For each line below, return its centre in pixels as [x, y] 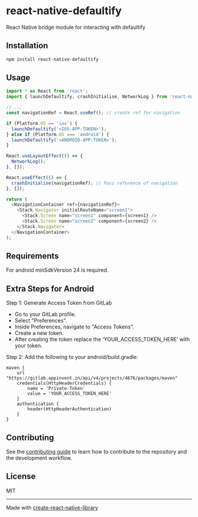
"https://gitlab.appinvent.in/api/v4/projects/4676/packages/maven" [92, 378]
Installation [27, 46]
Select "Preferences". [41, 321]
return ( [17, 199]
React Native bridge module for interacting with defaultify [76, 27]
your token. [28, 345]
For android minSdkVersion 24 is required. [57, 270]
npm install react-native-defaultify [52, 59]
